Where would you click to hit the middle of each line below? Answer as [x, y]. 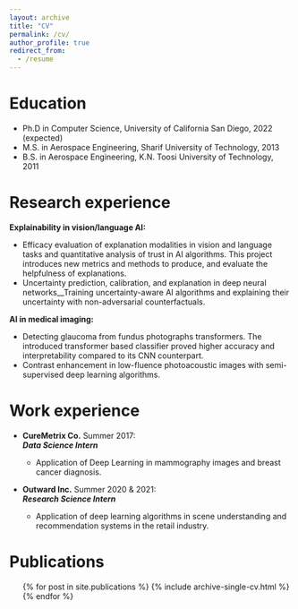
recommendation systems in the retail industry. [122, 526]
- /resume [35, 59]
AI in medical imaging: [51, 319]
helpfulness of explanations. [74, 273]
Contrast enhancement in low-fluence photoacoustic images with [143, 365]
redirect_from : [38, 51]
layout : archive [39, 17]
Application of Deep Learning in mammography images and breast [158, 462]
